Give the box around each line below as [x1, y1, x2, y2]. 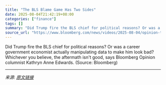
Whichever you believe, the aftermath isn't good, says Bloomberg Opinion [5, 54, 156, 60]
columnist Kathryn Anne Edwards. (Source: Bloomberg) [5, 60, 118, 65]
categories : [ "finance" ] [5, 16, 56, 21]
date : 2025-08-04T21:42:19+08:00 [5, 12, 74, 17]
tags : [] [5, 21, 23, 26]
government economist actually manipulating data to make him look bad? [5, 49, 154, 55]
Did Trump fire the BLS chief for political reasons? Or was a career [5, 44, 140, 49]
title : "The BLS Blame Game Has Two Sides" [5, 7, 96, 12]
